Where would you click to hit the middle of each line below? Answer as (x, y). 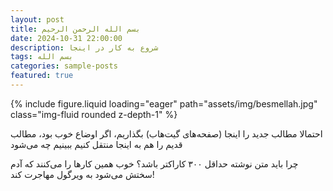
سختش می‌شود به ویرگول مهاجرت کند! (82, 174)
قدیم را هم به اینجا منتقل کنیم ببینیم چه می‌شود (96, 144)
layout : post (37, 19)
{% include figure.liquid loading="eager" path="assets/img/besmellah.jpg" (164, 103)
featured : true (42, 76)
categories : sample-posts (64, 66)
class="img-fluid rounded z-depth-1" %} (94, 114)
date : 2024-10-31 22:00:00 (66, 38)
